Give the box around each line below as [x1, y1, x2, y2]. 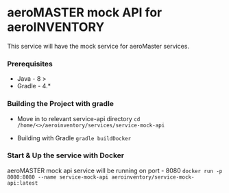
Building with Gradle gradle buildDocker [16, 133, 132, 142]
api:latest [7, 179, 38, 186]
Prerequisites [7, 59, 53, 68]
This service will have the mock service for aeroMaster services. [7, 42, 190, 50]
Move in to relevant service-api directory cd [16, 114, 141, 123]
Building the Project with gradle [7, 99, 114, 109]
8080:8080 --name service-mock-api [7, 173, 109, 181]
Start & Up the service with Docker [7, 151, 125, 160]
